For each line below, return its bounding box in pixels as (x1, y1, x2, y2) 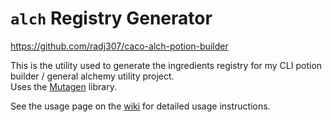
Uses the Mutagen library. (10, 80, 117, 92)
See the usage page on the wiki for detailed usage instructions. (10, 100, 271, 112)
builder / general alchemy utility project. (10, 70, 175, 82)
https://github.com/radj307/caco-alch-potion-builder (10, 40, 229, 52)
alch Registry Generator (10, 7, 213, 30)
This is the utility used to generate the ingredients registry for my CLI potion (10, 59, 323, 71)
